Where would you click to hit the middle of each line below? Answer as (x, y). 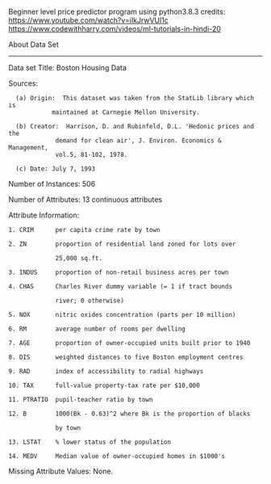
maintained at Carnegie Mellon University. (125, 112)
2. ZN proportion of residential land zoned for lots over (122, 244)
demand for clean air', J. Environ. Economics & (138, 141)
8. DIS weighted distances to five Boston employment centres (126, 357)
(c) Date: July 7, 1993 (55, 169)
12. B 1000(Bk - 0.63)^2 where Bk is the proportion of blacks (129, 414)
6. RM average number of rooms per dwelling (97, 329)
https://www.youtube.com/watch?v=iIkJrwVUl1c (89, 20)
